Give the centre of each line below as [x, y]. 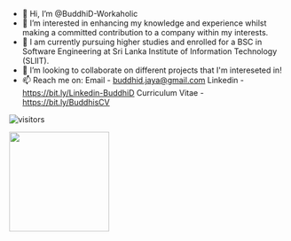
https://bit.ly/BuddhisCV [66, 102]
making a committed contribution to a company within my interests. [145, 32]
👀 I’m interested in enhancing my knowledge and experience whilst [144, 23]
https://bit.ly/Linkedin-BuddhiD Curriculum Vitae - [113, 93]
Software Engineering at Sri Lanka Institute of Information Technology [149, 51]
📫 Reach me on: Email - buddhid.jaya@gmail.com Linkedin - [133, 80]
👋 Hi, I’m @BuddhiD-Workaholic [80, 14]
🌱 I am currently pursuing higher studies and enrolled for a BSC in [142, 42]
